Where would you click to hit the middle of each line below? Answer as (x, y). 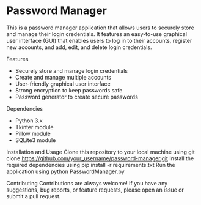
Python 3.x (29, 121)
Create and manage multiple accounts (63, 77)
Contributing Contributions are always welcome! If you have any (87, 183)
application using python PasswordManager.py (65, 171)
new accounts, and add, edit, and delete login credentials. (79, 47)
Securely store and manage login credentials (71, 70)
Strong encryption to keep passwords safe (69, 90)
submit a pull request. (34, 196)
